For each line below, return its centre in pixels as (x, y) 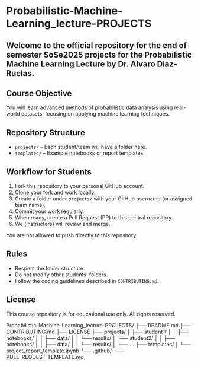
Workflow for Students (49, 172)
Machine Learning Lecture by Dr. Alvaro (81, 64)
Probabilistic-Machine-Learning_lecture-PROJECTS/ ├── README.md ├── (99, 325)
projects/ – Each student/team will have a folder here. (81, 147)
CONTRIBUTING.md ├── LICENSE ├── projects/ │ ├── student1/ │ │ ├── (98, 332)
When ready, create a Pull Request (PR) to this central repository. (94, 218)
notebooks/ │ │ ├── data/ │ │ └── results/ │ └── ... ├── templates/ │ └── (99, 344)
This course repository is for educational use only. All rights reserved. (91, 314)
